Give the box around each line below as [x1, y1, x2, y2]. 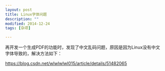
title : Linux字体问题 [5, 12, 47, 17]
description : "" [5, 16, 39, 21]
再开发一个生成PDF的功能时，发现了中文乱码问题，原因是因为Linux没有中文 [5, 44, 161, 50]
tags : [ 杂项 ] [5, 26, 31, 31]
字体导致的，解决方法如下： [5, 51, 62, 57]
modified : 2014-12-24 [5, 21, 50, 26]
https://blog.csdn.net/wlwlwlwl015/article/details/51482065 [5, 61, 127, 67]
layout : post [5, 7, 32, 12]
